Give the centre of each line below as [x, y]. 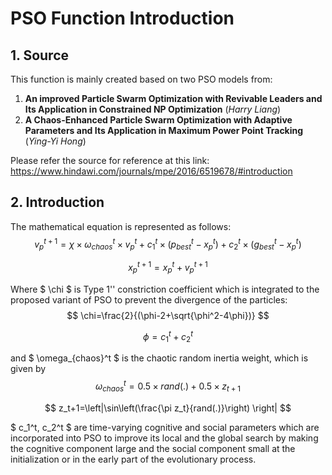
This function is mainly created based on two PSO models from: [141, 79]
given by [28, 369]
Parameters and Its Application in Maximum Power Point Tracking [164, 130]
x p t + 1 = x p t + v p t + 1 [168, 268]
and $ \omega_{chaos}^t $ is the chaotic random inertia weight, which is [159, 358]
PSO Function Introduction [122, 18]
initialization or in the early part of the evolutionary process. [133, 459]
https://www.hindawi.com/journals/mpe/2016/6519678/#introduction [151, 171]
